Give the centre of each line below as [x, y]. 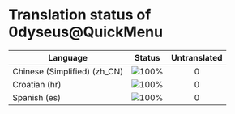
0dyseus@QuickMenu [86, 32]
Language [68, 57]
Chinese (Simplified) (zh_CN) [68, 71]
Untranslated [197, 57]
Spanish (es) [37, 97]
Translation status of [80, 15]
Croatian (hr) [37, 84]
